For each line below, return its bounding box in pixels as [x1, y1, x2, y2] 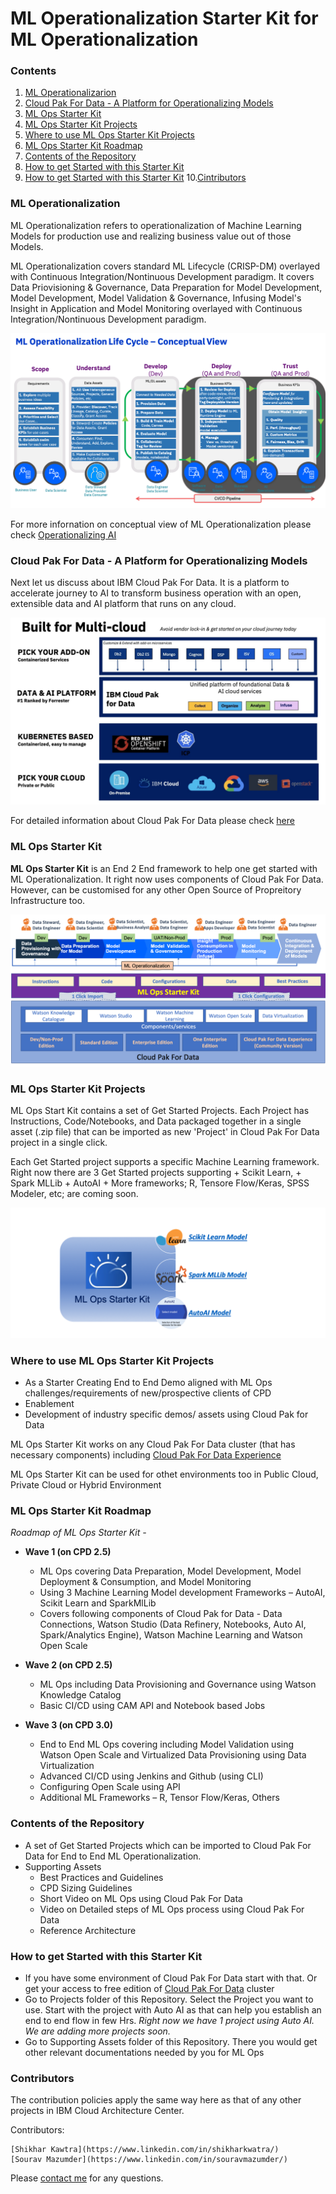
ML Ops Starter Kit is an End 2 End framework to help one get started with [10, 862, 318, 874]
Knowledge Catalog [39, 1689, 122, 1701]
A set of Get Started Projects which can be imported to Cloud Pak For [24, 1839, 312, 1851]
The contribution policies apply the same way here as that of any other [10, 2094, 302, 2106]
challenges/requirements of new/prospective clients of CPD [24, 1387, 272, 1399]
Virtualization [39, 1760, 95, 1772]
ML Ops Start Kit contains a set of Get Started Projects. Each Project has [10, 1105, 310, 1117]
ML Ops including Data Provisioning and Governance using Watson [39, 1678, 317, 1691]
